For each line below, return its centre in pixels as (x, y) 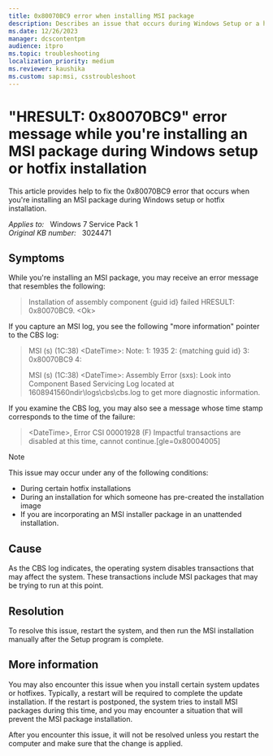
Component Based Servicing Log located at (101, 384)
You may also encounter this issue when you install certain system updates (134, 684)
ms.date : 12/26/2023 (43, 31)
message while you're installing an (128, 134)
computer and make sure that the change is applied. (95, 743)
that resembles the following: (57, 286)
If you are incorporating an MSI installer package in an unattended (131, 515)
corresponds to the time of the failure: (72, 417)
